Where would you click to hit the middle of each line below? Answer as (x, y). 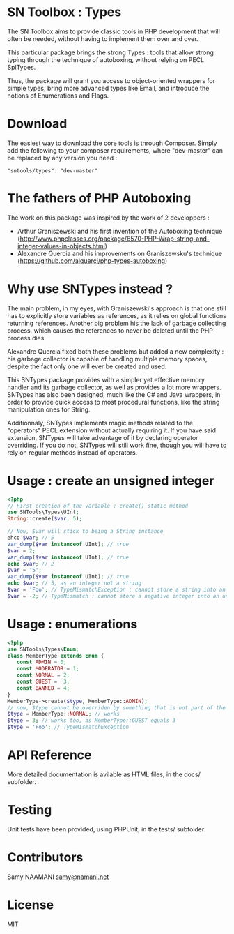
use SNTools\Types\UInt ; (43, 512)
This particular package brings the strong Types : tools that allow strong (110, 52)
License (31, 905)
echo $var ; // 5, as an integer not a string (74, 583)
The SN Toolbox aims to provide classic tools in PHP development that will (114, 31)
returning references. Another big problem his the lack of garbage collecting (117, 323)
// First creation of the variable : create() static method (98, 506)
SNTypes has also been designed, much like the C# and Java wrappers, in (114, 394)
